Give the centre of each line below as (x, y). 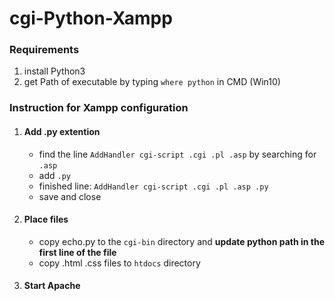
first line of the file (77, 252)
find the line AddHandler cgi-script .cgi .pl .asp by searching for (177, 154)
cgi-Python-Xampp (91, 18)
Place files (46, 219)
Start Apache (52, 286)
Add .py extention (62, 131)
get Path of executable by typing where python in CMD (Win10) (152, 82)
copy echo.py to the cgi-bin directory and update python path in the (181, 241)
